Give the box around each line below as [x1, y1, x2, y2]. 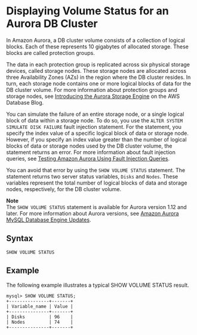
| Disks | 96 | [6, 314, 73, 320]
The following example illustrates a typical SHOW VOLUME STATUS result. [6, 281, 189, 288]
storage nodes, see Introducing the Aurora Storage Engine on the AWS [6, 93, 180, 100]
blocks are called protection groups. [6, 49, 96, 56]
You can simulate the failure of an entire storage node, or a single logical [6, 110, 184, 118]
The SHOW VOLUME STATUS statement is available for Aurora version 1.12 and [6, 203, 187, 210]
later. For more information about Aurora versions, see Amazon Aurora [6, 210, 179, 217]
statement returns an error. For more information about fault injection [6, 148, 176, 156]
